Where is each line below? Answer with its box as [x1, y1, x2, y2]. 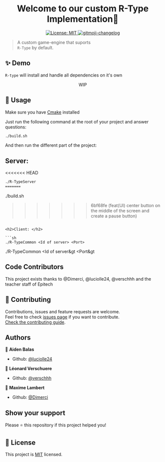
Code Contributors [5, 263, 64, 271]
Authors [5, 334, 31, 342]
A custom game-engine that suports [17, 39, 91, 45]
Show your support [5, 409, 66, 417]
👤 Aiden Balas [5, 346, 34, 352]
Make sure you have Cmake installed [5, 109, 80, 115]
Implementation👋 [46, 13, 119, 25]
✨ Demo [5, 59, 31, 67]
